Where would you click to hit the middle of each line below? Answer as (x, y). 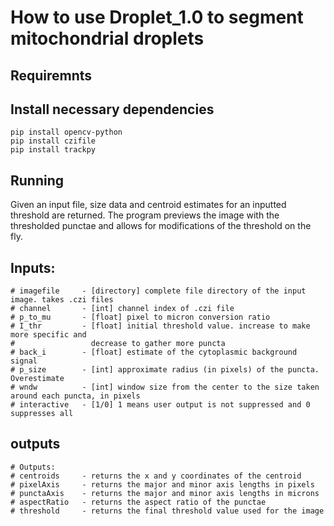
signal (24, 361)
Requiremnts (51, 75)
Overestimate (37, 379)
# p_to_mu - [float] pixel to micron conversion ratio (140, 317)
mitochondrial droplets (107, 38)
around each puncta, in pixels (75, 396)
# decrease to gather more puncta (118, 344)
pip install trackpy (53, 150)
